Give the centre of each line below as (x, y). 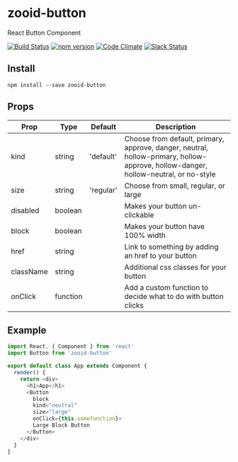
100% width (145, 235)
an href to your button (160, 255)
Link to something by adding (171, 247)
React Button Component (44, 33)
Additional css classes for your (175, 267)
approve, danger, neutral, (166, 147)
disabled (25, 210)
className (29, 271)
